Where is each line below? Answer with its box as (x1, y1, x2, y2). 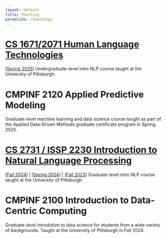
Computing (39, 205, 87, 217)
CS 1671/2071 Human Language (5, 38, 139, 50)
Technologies (5, 49, 64, 60)
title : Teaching (5, 12, 39, 17)
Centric (5, 205, 37, 217)
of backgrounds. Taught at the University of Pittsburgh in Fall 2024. (5, 227, 145, 233)
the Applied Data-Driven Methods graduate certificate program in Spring (5, 121, 156, 127)
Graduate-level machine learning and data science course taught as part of (5, 116, 161, 122)
